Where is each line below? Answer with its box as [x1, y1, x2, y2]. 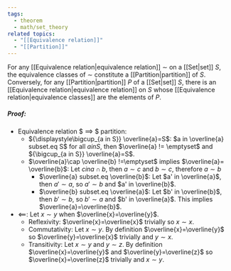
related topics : [7, 30, 55, 38]
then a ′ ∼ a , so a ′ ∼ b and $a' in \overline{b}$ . [38, 179, 176, 188]
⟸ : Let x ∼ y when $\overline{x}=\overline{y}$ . [17, 210, 159, 219]
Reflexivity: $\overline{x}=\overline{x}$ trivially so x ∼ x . [28, 217, 194, 226]
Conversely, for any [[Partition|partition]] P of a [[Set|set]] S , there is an [7, 78, 217, 86]
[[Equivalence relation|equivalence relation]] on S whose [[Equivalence [7, 86, 215, 94]
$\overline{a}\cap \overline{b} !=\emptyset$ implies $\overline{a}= [28, 157, 225, 165]
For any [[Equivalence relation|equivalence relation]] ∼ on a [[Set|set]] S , [7, 63, 222, 71]
